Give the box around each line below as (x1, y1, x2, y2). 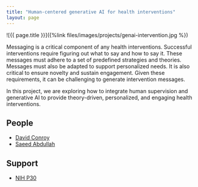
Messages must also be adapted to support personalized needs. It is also (6, 62, 190, 70)
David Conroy (15, 134, 50, 141)
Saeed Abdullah (15, 141, 55, 148)
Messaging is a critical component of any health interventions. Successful (6, 43, 192, 51)
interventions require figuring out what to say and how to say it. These (6, 49, 183, 57)
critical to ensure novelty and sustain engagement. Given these (6, 69, 165, 76)
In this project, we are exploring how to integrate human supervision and (6, 87, 188, 94)
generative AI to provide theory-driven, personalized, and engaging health (6, 94, 193, 101)
